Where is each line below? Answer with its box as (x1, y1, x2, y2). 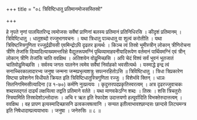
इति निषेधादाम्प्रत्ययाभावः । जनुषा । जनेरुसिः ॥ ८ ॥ (6, 107, 101, 114)
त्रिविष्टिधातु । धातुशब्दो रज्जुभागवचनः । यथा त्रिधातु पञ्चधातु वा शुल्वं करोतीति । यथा (6, 35, 162, 42)
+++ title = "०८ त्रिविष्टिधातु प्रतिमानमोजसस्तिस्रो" (6, 6, 103, 12)
